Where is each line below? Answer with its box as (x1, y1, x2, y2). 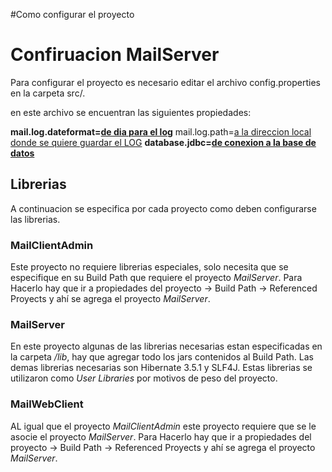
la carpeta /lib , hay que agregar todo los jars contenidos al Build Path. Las (10, 351, 314, 363)
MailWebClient (10, 397, 84, 411)
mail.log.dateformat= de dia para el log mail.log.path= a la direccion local (10, 125, 312, 138)
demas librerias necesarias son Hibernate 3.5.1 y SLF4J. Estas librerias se (10, 362, 313, 374)
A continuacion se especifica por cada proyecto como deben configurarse (10, 202, 317, 214)
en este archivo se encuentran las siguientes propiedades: (10, 106, 252, 118)
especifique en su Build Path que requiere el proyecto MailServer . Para (10, 272, 303, 284)
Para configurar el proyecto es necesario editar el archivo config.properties (10, 76, 321, 88)
